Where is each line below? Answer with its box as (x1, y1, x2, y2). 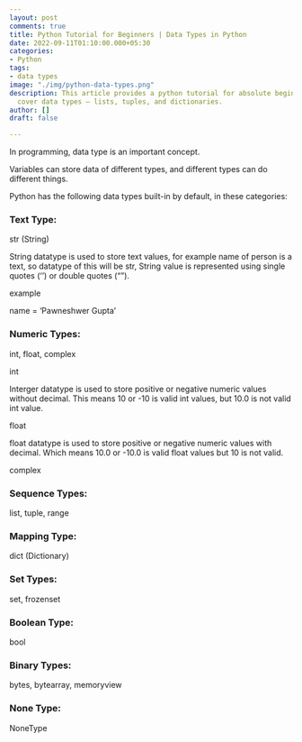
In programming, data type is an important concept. (9, 146, 200, 158)
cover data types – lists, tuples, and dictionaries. (17, 96, 223, 106)
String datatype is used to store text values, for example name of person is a (9, 252, 292, 262)
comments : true (9, 22, 67, 31)
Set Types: (9, 573, 58, 586)
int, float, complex (9, 348, 76, 359)
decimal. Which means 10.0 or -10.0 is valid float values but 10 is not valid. (9, 447, 284, 458)
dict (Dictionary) (9, 551, 70, 562)
